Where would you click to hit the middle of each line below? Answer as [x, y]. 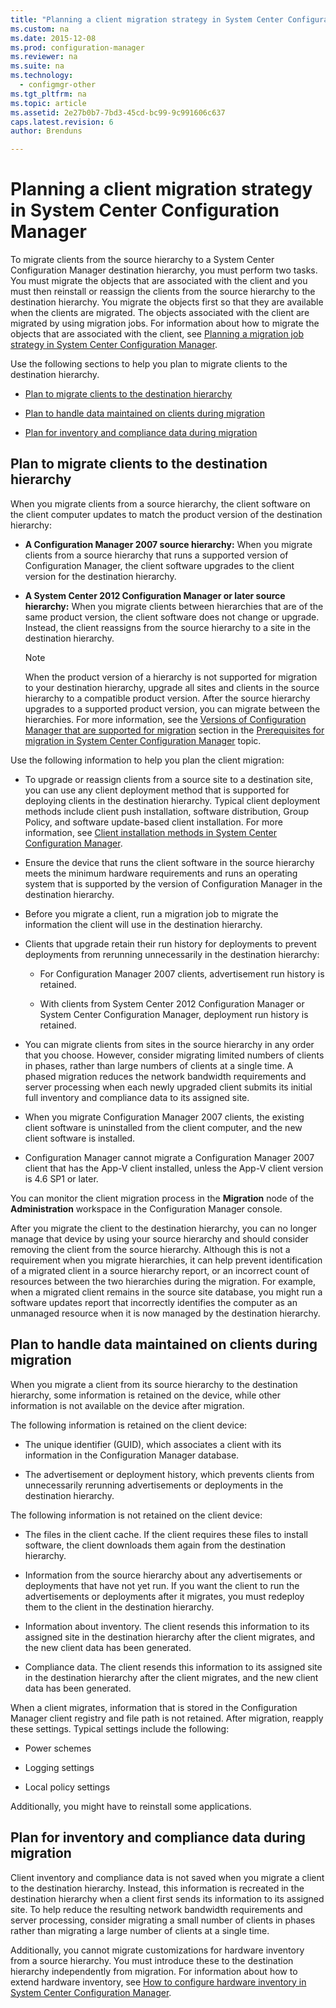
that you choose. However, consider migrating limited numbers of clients [174, 1055]
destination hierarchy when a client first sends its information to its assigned [167, 1898]
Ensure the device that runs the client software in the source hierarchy [169, 862]
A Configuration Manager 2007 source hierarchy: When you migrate [168, 544]
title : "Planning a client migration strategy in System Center [147, 19]
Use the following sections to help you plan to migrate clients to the [149, 364]
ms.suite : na [37, 66]
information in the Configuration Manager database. [132, 1455]
